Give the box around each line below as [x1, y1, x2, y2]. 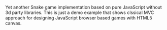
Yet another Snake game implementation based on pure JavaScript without [5, 4, 162, 10]
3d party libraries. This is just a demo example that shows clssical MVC [5, 9, 154, 15]
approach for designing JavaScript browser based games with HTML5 [5, 15, 152, 20]
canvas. [5, 20, 22, 26]
